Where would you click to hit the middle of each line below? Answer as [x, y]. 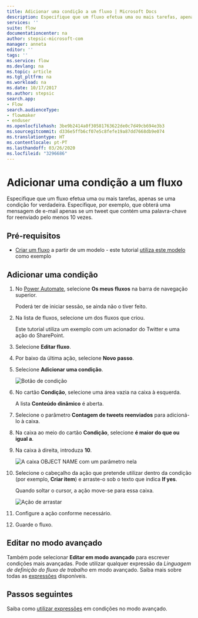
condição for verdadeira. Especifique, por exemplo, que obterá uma [89, 205]
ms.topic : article [29, 72]
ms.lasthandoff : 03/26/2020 [41, 148]
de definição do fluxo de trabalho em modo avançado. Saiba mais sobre [94, 569]
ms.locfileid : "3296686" [37, 153]
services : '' [23, 22]
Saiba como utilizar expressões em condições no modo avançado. [87, 609]
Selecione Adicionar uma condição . [59, 369]
